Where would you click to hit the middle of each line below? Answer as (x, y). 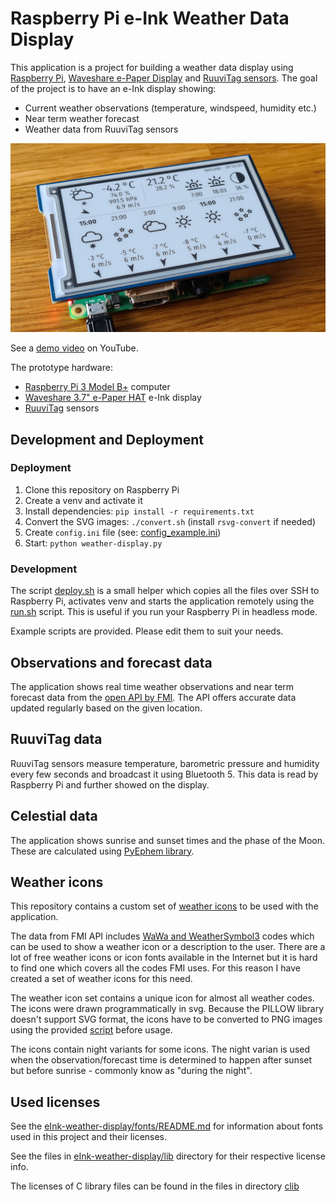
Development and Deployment (107, 439)
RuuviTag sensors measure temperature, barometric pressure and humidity (165, 763)
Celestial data (54, 816)
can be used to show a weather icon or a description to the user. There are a (168, 947)
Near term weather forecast (82, 118)
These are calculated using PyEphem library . (102, 851)
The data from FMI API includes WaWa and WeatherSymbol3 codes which (162, 936)
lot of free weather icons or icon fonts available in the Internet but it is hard (164, 958)
